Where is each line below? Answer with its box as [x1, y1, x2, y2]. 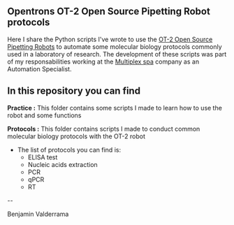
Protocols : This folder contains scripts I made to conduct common [7, 124, 200, 133]
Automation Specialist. [7, 64, 72, 73]
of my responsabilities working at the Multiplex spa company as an [7, 57, 200, 66]
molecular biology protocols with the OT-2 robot [7, 132, 145, 140]
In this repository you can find [7, 85, 141, 97]
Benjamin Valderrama [7, 210, 69, 218]
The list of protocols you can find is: [17, 145, 121, 154]
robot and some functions [7, 111, 82, 119]
